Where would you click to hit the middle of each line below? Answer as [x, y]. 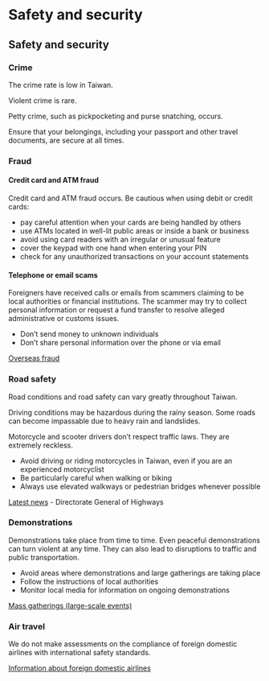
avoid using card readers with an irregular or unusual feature [120, 239]
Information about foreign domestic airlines [79, 668]
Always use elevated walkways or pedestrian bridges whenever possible [140, 486]
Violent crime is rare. [43, 100]
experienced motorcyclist [62, 469]
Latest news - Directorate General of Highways [86, 501]
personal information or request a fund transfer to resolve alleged [116, 310]
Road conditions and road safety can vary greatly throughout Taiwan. [123, 397]
